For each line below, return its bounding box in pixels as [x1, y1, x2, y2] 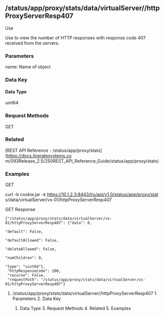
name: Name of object [5, 64, 51, 70]
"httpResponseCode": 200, [7, 269, 61, 274]
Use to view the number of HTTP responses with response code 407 [5, 34, 146, 40]
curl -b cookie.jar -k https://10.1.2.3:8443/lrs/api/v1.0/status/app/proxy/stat [5, 192, 159, 198]
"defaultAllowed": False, [5, 238, 59, 243]
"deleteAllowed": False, [5, 247, 57, 252]
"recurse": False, [7, 273, 46, 278]
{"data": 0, [67, 221, 92, 226]
